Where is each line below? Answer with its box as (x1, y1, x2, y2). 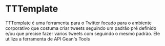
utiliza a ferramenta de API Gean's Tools (5, 36, 90, 42)
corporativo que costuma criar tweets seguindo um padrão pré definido (5, 25, 157, 31)
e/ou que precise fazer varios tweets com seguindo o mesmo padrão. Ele (5, 30, 160, 36)
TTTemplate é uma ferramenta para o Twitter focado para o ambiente (5, 20, 152, 26)
